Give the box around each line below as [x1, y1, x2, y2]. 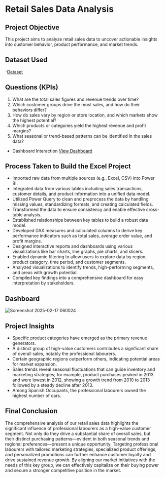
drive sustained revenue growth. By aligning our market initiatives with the [5, 457, 156, 463]
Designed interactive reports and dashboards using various [12, 243, 133, 249]
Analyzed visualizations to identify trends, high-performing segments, [12, 264, 154, 270]
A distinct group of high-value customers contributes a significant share [12, 346, 159, 352]
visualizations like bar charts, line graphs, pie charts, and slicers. [12, 248, 144, 255]
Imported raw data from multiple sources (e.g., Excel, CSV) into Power [12, 175, 155, 181]
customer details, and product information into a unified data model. [12, 191, 151, 197]
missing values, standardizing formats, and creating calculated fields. [12, 201, 154, 207]
